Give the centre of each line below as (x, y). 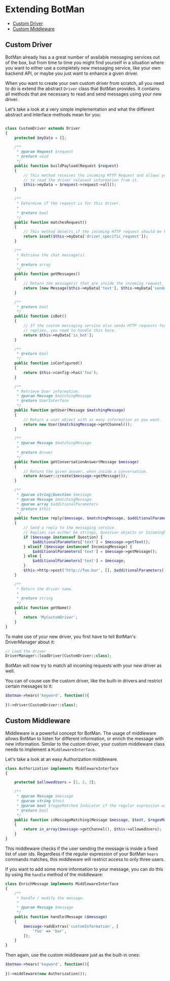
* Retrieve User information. (48, 391)
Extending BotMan (45, 9)
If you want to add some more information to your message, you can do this (84, 869)
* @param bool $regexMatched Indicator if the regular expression (88, 806)
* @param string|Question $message (54, 495)
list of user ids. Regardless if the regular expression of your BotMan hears (82, 854)
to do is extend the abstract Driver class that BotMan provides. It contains (82, 88)
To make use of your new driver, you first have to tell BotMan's (70, 636)
